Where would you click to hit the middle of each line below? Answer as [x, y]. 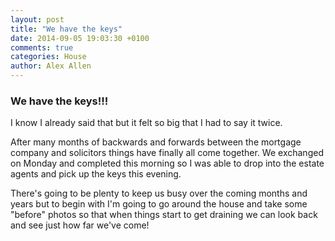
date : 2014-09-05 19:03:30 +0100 [80, 38]
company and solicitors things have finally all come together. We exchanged [167, 153]
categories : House [48, 57]
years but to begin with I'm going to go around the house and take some [159, 204]
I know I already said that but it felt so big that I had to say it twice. [146, 123]
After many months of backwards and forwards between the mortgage [156, 142]
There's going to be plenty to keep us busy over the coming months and [159, 193]
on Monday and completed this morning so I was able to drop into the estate [167, 163]
